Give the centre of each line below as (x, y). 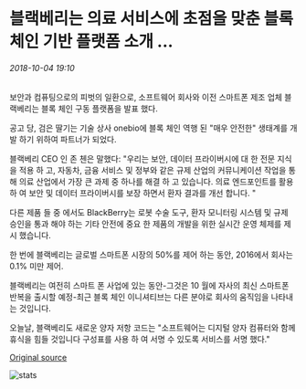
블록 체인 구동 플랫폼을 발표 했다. (99, 109)
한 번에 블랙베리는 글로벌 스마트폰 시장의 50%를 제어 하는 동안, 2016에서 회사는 (152, 255)
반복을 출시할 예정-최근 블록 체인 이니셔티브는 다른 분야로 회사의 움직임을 (139, 297)
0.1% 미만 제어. (37, 267)
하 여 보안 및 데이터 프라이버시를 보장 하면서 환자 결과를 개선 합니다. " (133, 194)
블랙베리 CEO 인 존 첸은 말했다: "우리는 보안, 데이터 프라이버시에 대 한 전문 (142, 159)
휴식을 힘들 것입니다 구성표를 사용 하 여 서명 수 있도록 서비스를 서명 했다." (140, 340)
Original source (38, 358)
